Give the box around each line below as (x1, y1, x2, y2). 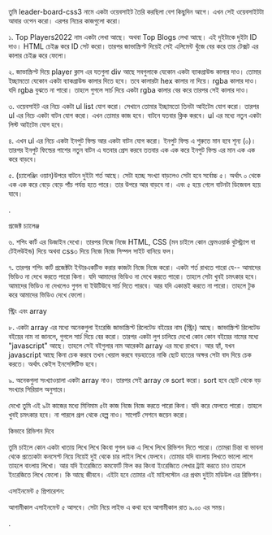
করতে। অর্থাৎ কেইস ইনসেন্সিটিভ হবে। (8, 359, 99, 368)
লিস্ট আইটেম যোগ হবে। (8, 120, 65, 129)
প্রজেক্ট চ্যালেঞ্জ (8, 221, 40, 230)
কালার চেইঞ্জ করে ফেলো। (8, 50, 68, 60)
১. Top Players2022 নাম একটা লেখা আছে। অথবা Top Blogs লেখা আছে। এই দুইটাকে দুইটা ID (8, 33, 257, 41)
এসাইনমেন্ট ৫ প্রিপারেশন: (8, 486, 65, 495)
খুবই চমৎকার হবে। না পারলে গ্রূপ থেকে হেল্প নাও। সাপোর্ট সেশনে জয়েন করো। (8, 410, 189, 420)
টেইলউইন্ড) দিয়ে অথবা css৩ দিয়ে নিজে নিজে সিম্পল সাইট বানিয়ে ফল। (8, 246, 176, 255)
